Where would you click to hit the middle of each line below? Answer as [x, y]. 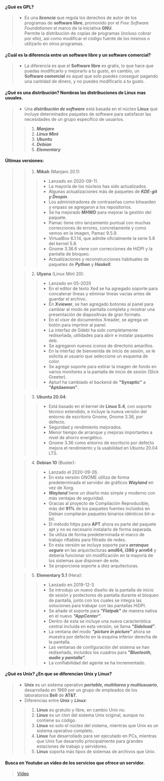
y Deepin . [58, 196]
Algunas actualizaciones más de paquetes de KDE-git [103, 191]
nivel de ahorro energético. [76, 437]
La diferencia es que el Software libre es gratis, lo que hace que [89, 66]
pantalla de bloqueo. [69, 254]
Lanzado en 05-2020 [70, 283]
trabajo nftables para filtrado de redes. [87, 540]
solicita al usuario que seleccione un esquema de [98, 356]
